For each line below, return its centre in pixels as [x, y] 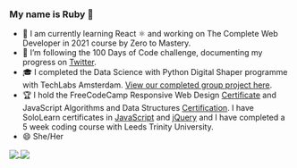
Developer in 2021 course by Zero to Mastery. [106, 43]
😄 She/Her [43, 137]
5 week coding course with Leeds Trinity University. [118, 127]
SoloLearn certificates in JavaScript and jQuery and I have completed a [153, 118]
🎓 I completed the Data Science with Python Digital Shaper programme [155, 72]
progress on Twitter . [59, 63]
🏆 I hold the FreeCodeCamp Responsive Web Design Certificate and [149, 95]
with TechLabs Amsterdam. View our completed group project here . [147, 85]
